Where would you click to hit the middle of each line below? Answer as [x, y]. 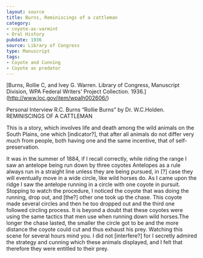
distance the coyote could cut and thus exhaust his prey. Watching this [95, 230]
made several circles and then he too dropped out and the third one [91, 204]
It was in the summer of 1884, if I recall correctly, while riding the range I [96, 159]
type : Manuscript [28, 51]
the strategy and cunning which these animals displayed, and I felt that [95, 242]
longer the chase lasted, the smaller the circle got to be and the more [92, 223]
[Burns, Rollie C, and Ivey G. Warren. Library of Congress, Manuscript [93, 85]
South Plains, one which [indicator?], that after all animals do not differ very [100, 134]
